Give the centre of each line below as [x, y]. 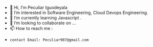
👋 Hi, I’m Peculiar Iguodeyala [38, 8]
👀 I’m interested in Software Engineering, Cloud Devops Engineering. [79, 13]
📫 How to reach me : [31, 28]
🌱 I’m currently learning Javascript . [45, 18]
